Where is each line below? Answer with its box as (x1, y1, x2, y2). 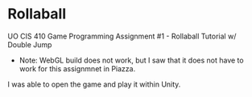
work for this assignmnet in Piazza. (19, 63, 136, 73)
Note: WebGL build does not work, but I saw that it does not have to (19, 55, 244, 65)
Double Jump (7, 39, 52, 49)
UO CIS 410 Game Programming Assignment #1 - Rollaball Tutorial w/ (7, 31, 237, 41)
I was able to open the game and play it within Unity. (7, 79, 181, 89)
